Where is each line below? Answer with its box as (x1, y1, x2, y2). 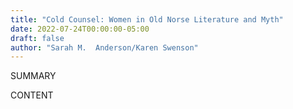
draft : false (10, 33, 65, 43)
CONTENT (10, 89, 54, 101)
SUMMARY (10, 70, 57, 82)
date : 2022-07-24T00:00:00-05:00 (10, 24, 150, 34)
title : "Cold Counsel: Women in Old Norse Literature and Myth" (10, 14, 284, 25)
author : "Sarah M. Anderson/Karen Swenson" (10, 42, 199, 53)
